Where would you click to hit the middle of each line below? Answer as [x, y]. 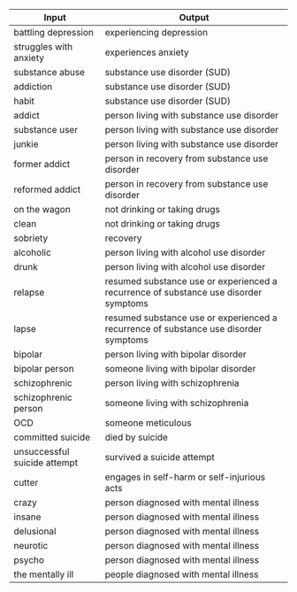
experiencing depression [156, 32]
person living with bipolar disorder [176, 354]
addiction [33, 86]
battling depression [54, 32]
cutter [26, 483]
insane [27, 517]
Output [194, 17]
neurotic [31, 546]
